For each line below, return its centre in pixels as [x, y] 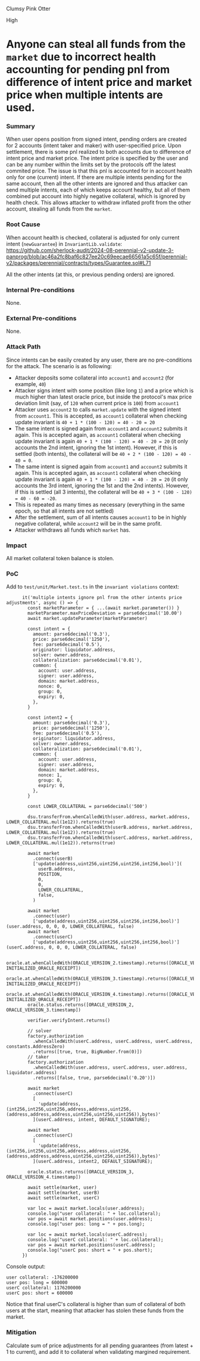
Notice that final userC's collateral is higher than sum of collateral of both [96, 1304]
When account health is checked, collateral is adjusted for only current [93, 237]
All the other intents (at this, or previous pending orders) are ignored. [90, 274]
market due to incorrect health [81, 57]
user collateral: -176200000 [42, 1277]
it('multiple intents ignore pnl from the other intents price [102, 598]
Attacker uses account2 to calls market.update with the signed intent [98, 409]
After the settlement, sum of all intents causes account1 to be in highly [101, 517]
